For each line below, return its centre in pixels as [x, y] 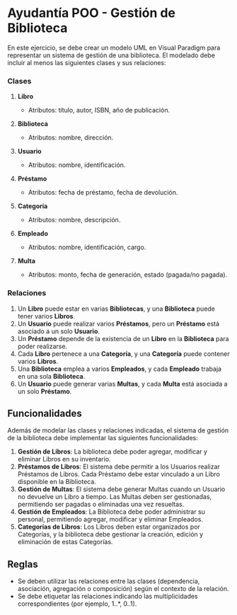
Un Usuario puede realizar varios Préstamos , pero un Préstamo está [118, 323]
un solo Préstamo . [45, 391]
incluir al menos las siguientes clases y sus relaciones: [87, 62]
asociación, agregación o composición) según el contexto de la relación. [123, 589]
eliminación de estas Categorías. [65, 542]
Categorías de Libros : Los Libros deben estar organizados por [109, 527]
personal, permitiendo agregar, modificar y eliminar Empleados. [110, 519]
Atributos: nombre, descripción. [74, 220]
